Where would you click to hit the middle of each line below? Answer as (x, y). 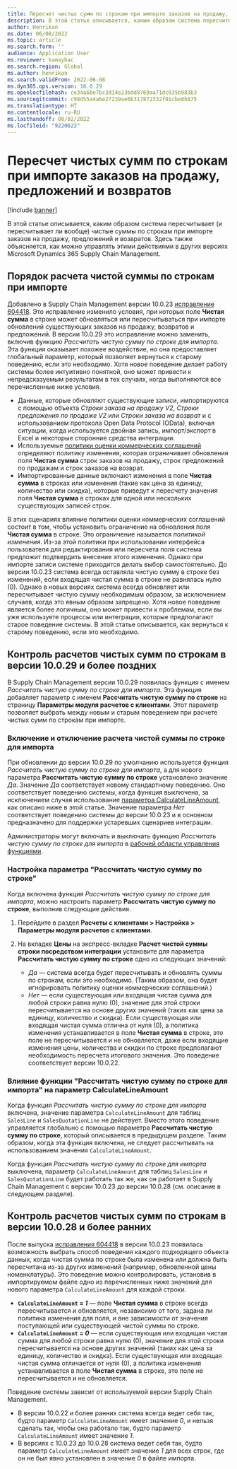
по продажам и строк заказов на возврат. (81, 468)
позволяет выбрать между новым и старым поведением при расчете (113, 713)
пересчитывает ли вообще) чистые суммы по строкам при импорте (110, 231)
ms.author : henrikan (38, 73)
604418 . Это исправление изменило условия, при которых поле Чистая (116, 312)
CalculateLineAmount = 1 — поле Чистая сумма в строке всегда (113, 1303)
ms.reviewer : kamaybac (41, 60)
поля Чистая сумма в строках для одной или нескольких (104, 498)
